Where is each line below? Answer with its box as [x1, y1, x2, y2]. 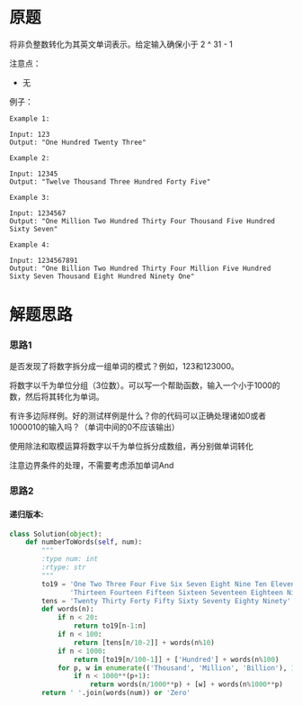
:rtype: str [41, 563, 87, 572]
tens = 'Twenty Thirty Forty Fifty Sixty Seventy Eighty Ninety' [41, 596, 292, 605]
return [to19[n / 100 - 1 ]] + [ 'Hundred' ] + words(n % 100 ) [73, 655, 280, 664]
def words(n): [41, 604, 94, 614]
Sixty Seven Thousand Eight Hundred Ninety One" [9, 271, 195, 281]
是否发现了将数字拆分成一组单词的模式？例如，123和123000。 [9, 361, 240, 372]
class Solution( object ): [9, 529, 102, 539]
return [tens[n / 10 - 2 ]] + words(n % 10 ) [73, 638, 216, 647]
